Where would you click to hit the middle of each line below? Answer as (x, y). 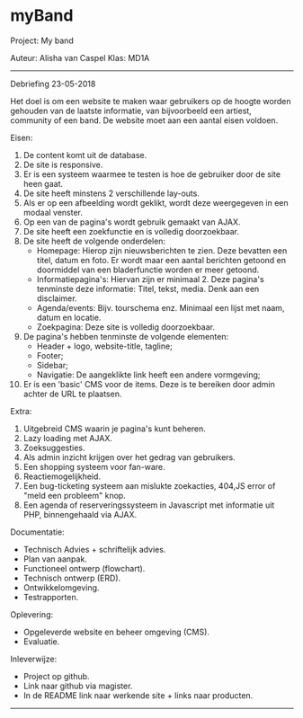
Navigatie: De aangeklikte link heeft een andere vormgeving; (148, 375)
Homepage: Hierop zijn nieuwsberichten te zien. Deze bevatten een (162, 250)
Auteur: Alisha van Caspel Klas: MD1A (80, 58)
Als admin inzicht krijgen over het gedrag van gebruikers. (129, 457)
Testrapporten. (51, 597)
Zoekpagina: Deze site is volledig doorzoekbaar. (125, 327)
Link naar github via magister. (78, 686)
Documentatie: (38, 532)
